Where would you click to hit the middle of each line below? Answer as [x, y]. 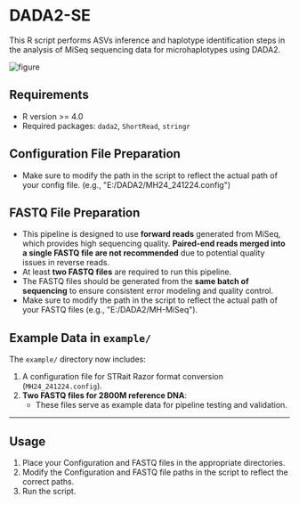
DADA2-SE [50, 16]
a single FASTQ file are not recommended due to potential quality [143, 253]
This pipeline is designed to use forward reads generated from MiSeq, [151, 234]
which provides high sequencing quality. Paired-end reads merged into [154, 244]
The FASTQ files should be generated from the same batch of [135, 281]
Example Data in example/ [80, 338]
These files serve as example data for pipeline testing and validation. [161, 405]
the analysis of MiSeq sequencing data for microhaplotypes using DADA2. [145, 49]
